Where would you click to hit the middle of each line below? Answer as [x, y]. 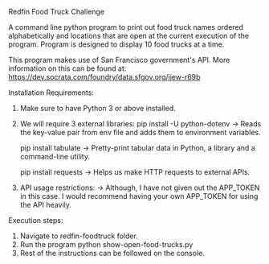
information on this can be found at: [67, 68]
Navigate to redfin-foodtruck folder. [79, 236]
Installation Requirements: [51, 93]
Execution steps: [36, 220]
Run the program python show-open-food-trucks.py [106, 244]
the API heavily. [46, 205]
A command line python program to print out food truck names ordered [126, 27]
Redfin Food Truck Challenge [57, 12]
